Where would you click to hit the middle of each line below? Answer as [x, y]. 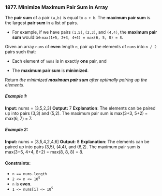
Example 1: [16, 96]
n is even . [22, 184]
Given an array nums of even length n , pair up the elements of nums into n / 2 [81, 47]
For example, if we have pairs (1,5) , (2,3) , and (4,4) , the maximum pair [84, 32]
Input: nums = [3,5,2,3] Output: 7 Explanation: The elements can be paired [80, 108]
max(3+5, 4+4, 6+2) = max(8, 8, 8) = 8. [44, 152]
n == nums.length [29, 174]
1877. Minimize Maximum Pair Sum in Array [57, 7]
